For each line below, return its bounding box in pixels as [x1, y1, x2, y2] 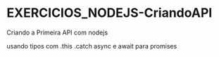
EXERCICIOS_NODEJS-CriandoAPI [6, 5, 213, 21]
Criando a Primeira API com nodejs [6, 28, 108, 37]
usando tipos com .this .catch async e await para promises [6, 42, 177, 50]
